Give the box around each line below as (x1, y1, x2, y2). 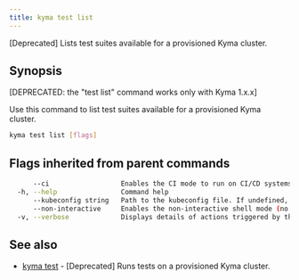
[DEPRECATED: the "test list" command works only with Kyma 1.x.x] (9, 86, 258, 98)
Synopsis (9, 63, 62, 78)
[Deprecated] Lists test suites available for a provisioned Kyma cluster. (9, 37, 268, 48)
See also (9, 237, 58, 252)
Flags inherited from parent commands (9, 155, 230, 170)
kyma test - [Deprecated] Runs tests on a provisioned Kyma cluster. (21, 260, 271, 272)
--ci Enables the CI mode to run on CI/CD (32, 179, 261, 188)
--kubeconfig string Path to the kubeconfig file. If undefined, (32, 195, 289, 205)
